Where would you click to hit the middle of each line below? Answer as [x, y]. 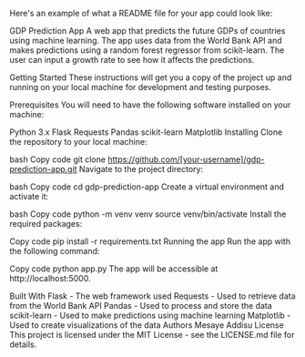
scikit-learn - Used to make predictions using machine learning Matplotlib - [150, 315]
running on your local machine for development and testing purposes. [140, 87]
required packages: [46, 224]
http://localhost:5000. [50, 278]
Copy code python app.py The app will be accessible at [114, 269]
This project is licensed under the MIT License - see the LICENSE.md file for [152, 335]
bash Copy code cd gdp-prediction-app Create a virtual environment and [147, 187]
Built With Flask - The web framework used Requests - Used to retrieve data [152, 296]
